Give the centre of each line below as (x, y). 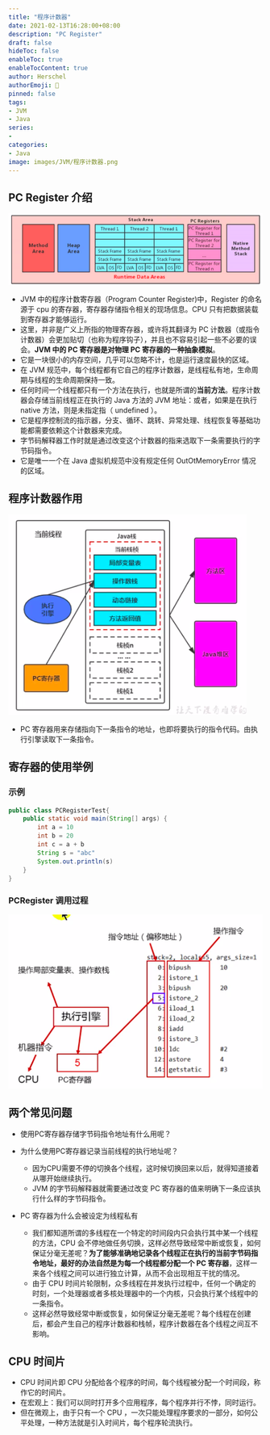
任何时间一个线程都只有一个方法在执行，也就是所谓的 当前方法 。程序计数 (140, 390)
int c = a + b (61, 845)
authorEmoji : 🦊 (34, 85)
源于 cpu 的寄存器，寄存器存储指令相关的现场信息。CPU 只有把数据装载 (139, 309)
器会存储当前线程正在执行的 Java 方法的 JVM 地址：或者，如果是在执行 (139, 401)
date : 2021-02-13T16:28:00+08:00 (64, 25)
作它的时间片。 (45, 1392)
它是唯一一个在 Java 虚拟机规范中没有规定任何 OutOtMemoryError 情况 (138, 461)
